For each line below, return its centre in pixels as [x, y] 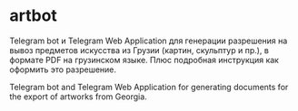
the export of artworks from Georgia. [78, 97]
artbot [33, 16]
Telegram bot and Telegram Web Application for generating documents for [149, 87]
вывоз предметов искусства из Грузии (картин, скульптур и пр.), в [139, 50]
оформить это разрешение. [63, 69]
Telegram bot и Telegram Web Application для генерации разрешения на [149, 41]
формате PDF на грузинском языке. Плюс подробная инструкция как [144, 60]
